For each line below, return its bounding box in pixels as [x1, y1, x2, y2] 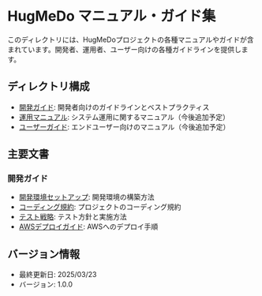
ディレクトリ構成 [7, 80, 90, 93]
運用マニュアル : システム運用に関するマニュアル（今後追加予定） [18, 112, 230, 122]
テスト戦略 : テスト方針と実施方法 [18, 212, 127, 222]
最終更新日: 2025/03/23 [18, 270, 97, 279]
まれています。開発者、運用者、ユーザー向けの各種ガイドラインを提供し [7, 44, 241, 54]
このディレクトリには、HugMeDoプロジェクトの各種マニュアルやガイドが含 [7, 35, 254, 44]
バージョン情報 [7, 247, 80, 260]
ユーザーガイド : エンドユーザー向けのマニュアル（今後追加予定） [18, 122, 230, 131]
